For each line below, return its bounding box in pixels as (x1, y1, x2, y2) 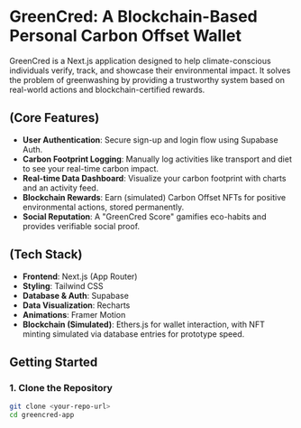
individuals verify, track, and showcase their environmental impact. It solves (9, 65, 291, 76)
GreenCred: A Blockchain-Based (9, 6, 259, 27)
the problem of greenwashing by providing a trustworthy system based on (9, 74, 286, 85)
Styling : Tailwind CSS (22, 280, 104, 291)
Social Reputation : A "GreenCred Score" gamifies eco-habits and (22, 210, 267, 222)
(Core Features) (9, 110, 100, 126)
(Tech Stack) (9, 247, 83, 263)
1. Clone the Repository (9, 381, 113, 394)
